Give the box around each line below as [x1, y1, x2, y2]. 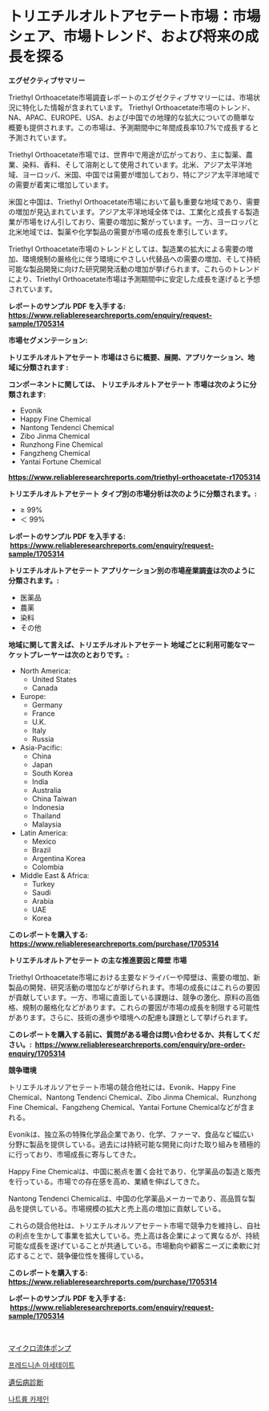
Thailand [31, 811, 62, 820]
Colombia [31, 862, 64, 872]
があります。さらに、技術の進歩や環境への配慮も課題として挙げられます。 [8, 1012, 252, 1022]
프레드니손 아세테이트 [8, 1360, 75, 1369]
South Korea [31, 768, 74, 778]
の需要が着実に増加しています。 [8, 180, 114, 189]
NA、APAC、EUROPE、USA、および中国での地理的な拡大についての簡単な [8, 112, 255, 122]
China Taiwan [31, 794, 78, 803]
